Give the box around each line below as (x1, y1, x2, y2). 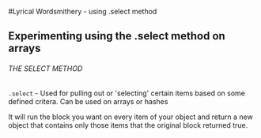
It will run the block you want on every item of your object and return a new (8, 112, 253, 121)
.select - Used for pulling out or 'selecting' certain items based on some (8, 88, 245, 98)
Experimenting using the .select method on (8, 29, 225, 43)
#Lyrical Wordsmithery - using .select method (8, 7, 157, 16)
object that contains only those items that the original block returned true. (8, 120, 248, 129)
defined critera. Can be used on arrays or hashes (8, 96, 168, 106)
